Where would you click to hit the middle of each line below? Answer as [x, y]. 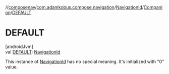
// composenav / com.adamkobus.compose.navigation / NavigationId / [75, 7]
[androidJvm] [19, 46]
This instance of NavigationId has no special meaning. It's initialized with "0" [85, 61]
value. [12, 66]
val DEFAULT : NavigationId [33, 51]
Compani [153, 7]
